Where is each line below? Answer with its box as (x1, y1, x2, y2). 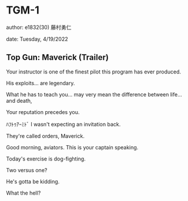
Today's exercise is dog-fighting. (6, 155, 86, 162)
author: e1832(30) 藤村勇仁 (6, 24, 72, 31)
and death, (6, 97, 32, 104)
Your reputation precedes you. (6, 108, 80, 115)
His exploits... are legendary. (6, 79, 75, 86)
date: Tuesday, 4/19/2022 (6, 35, 69, 42)
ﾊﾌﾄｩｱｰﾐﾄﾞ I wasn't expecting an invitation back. (6, 120, 121, 128)
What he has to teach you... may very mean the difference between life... (6, 91, 182, 98)
